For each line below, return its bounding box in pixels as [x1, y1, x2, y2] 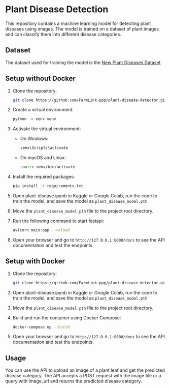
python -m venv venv [12, 116, 56, 122]
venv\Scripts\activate [20, 145, 69, 151]
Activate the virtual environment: [12, 126, 81, 132]
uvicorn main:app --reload [12, 227, 70, 232]
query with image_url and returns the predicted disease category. [5, 378, 142, 384]
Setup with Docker [5, 257, 65, 265]
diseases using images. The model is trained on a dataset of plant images [5, 25, 159, 32]
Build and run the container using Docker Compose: [12, 314, 121, 321]
